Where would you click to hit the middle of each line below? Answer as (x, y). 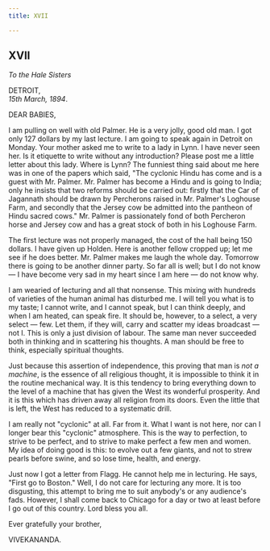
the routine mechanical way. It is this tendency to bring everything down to (132, 383)
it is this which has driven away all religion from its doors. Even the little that (134, 400)
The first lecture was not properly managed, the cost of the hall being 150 (130, 240)
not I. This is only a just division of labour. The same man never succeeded (132, 333)
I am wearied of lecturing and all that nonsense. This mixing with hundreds (132, 290)
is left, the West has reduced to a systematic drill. (90, 409)
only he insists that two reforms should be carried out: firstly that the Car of (134, 190)
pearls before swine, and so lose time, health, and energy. (105, 459)
